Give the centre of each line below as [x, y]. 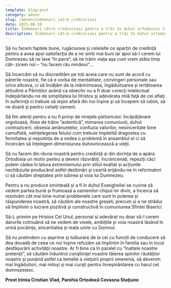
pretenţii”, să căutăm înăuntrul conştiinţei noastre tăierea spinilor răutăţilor [83, 254]
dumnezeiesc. [20, 270]
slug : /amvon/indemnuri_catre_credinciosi [51, 19]
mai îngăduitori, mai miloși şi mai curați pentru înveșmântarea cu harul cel [82, 265]
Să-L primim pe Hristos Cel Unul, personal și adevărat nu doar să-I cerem [82, 217]
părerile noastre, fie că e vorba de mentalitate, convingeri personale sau [81, 80]
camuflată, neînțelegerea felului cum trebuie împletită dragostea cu [76, 133]
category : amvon [22, 15]
